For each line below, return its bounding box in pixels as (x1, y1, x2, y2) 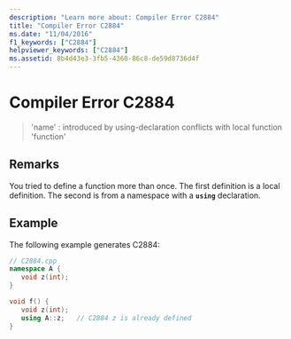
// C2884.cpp (9, 256, 57, 265)
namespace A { (9, 264, 62, 273)
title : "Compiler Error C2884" (9, 21, 125, 30)
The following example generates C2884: (9, 239, 161, 249)
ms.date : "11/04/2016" (9, 29, 93, 38)
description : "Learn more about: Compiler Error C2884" (9, 12, 219, 22)
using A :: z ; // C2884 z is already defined (20, 313, 192, 322)
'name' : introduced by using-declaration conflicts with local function (30, 122, 283, 132)
